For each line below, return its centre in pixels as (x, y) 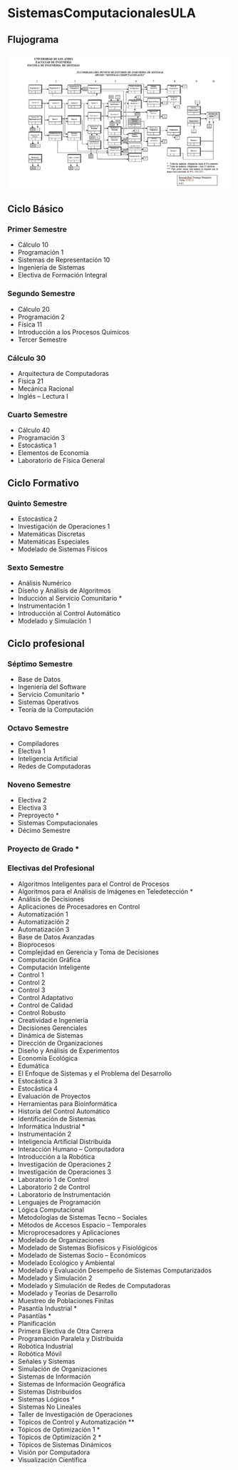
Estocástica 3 (38, 1081)
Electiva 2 (32, 800)
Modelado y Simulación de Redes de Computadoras (94, 1285)
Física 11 (30, 324)
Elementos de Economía (53, 453)
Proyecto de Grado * (43, 849)
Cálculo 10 (33, 245)
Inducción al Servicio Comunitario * (70, 598)
